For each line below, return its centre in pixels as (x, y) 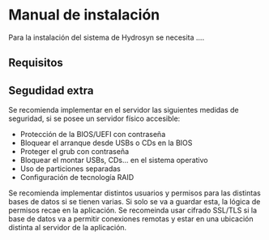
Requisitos (36, 63)
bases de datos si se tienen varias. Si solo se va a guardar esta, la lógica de (134, 202)
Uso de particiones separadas (70, 169)
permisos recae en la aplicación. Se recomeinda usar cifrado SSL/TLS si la (133, 210)
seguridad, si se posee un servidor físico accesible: (94, 118)
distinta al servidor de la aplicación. (68, 228)
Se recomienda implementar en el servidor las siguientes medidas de (124, 110)
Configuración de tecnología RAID (77, 178)
